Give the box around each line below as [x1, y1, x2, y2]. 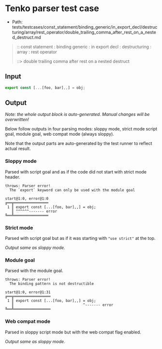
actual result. [5, 146, 31, 152]
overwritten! [5, 117, 29, 123]
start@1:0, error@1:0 [5, 196, 49, 201]
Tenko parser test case [5, 3, 99, 14]
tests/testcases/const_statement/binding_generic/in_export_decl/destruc [12, 24, 158, 30]
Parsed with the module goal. [5, 268, 64, 274]
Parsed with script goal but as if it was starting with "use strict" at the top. [5, 236, 156, 241]
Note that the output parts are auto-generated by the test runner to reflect [5, 141, 152, 146]
